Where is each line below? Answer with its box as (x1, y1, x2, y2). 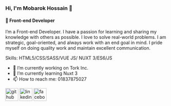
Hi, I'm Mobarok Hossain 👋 (5, 5, 73, 12)
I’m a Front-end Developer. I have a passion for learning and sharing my (5, 29, 157, 35)
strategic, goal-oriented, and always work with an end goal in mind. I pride (5, 39, 163, 46)
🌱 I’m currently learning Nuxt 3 (12, 70, 78, 76)
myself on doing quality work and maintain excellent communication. (5, 45, 150, 51)
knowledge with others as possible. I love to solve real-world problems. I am (5, 34, 166, 40)
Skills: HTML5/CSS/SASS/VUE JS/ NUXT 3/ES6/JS (5, 55, 112, 61)
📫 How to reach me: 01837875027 (12, 76, 87, 82)
